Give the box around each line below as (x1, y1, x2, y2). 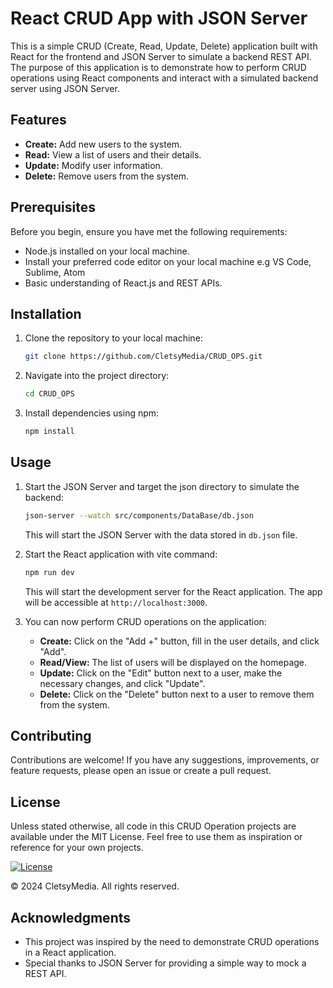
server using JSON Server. (10, 82, 120, 94)
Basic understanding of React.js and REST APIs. (24, 277, 223, 289)
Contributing (10, 727, 92, 744)
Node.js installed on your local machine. (24, 245, 190, 257)
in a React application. (24, 947, 117, 958)
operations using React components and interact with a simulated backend (10, 72, 319, 84)
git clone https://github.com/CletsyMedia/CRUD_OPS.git (24, 352, 263, 362)
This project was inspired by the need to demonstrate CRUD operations (24, 936, 320, 947)
